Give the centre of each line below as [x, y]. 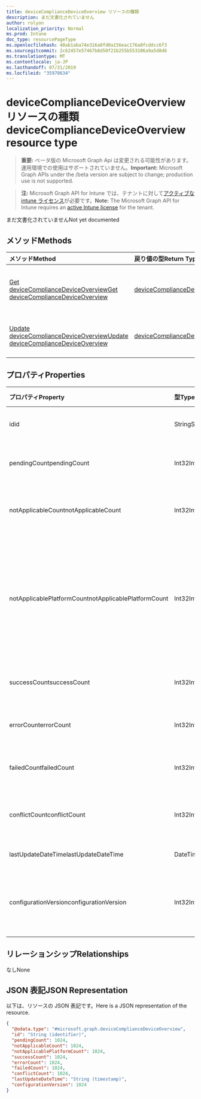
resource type [42, 143]
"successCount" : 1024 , [40, 1057]
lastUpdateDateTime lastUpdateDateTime [66, 854]
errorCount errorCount [40, 725]
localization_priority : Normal [45, 28]
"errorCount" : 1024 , [37, 1062]
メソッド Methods [39, 240]
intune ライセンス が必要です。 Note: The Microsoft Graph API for [100, 201]
